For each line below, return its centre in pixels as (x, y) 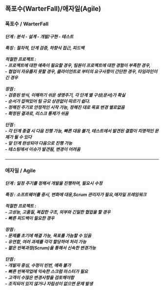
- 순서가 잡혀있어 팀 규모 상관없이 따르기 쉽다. (48, 101)
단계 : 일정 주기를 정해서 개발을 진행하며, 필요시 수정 (54, 183)
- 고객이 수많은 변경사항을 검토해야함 (40, 277)
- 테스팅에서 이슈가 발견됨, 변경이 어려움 (43, 149)
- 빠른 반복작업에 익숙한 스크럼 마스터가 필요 (47, 271)
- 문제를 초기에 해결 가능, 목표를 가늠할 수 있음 (48, 235)
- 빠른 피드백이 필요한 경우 (30, 218)
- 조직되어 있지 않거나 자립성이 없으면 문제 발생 (49, 284)
